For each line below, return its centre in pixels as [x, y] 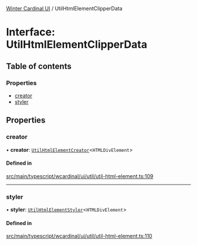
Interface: [31, 32]
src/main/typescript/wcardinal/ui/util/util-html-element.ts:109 [80, 176]
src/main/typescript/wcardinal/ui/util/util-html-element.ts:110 [79, 236]
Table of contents [39, 66]
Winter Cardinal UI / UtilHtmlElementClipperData [64, 8]
